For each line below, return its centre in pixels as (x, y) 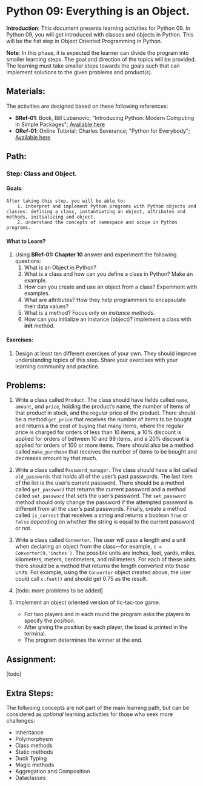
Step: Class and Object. (42, 174)
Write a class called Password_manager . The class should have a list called (106, 470)
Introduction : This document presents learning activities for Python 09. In (98, 28)
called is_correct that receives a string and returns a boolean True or (102, 515)
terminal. (35, 634)
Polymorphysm (34, 739)
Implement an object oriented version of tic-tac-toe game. (88, 602)
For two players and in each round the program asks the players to (107, 614)
